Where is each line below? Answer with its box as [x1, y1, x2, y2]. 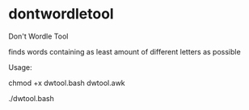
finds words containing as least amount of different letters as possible [8, 47, 241, 56]
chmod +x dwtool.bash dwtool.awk [8, 78, 125, 88]
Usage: [8, 62, 32, 72]
